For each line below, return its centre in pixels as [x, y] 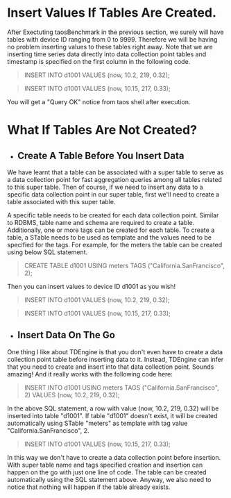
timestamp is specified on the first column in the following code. [99, 61]
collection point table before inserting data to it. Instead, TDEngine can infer [115, 359]
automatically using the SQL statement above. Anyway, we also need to [109, 479]
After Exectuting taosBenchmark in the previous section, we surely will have [115, 32]
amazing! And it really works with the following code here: [90, 374]
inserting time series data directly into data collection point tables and [107, 54]
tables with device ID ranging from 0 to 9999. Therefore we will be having [112, 39]
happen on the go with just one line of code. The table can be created [107, 472]
